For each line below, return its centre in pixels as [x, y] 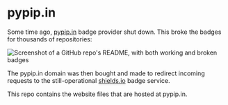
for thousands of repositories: [50, 39]
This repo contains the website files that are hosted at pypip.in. [97, 94]
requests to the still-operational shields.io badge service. [89, 80]
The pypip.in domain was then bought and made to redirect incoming [106, 73]
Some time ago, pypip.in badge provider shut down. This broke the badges [114, 32]
